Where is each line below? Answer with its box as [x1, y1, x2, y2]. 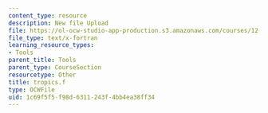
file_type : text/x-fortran [8, 33, 98, 42]
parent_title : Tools [8, 56, 77, 64]
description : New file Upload [8, 19, 109, 27]
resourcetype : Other [8, 71, 77, 79]
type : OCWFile [8, 85, 56, 94]
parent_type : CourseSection [8, 64, 102, 72]
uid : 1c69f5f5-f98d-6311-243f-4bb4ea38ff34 [8, 93, 156, 101]
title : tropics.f [8, 78, 66, 86]
